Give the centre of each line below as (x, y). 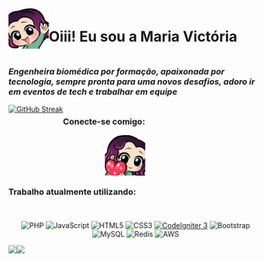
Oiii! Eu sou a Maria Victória (143, 37)
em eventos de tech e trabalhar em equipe (93, 91)
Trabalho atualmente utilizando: (72, 192)
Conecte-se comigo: (104, 122)
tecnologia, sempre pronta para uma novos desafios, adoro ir (132, 82)
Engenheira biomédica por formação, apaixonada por (116, 71)
